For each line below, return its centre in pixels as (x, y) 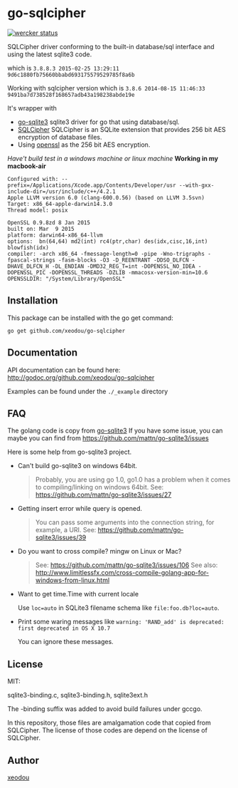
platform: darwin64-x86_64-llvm (55, 235)
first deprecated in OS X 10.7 (64, 628)
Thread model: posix (38, 210)
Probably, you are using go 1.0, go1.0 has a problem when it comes (133, 479)
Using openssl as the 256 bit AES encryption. (84, 145)
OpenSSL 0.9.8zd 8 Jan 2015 (49, 222)
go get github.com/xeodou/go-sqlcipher (66, 331)
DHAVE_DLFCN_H (28, 266)
